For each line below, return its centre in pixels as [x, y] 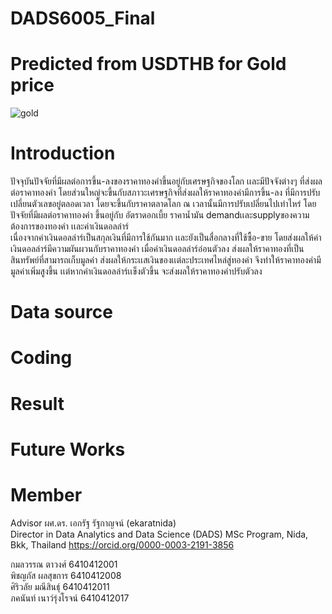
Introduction [63, 153]
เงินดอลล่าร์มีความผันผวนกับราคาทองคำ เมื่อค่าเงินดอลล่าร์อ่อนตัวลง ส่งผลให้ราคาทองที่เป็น [157, 249]
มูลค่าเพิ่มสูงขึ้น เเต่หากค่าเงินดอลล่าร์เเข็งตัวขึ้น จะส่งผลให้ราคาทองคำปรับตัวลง [136, 271]
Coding [41, 358]
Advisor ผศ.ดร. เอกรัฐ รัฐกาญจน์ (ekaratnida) [93, 523]
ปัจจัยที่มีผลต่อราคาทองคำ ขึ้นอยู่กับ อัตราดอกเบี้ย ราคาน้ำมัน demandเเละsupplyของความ [160, 215]
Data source [61, 312]
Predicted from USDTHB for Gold [148, 64]
